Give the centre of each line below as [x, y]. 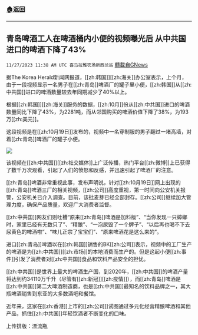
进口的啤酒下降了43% [46, 49]
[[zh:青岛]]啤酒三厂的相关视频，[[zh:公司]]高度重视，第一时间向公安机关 [93, 190]
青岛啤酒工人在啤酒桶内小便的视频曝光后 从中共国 [96, 39]
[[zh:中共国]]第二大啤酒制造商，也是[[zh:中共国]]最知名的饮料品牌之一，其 [96, 286]
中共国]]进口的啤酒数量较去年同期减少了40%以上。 [68, 92]
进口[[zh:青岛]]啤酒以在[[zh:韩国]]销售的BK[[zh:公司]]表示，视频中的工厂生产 [99, 244]
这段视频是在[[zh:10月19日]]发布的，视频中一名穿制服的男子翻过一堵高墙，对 [99, 132]
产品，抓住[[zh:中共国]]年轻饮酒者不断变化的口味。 [68, 314]
